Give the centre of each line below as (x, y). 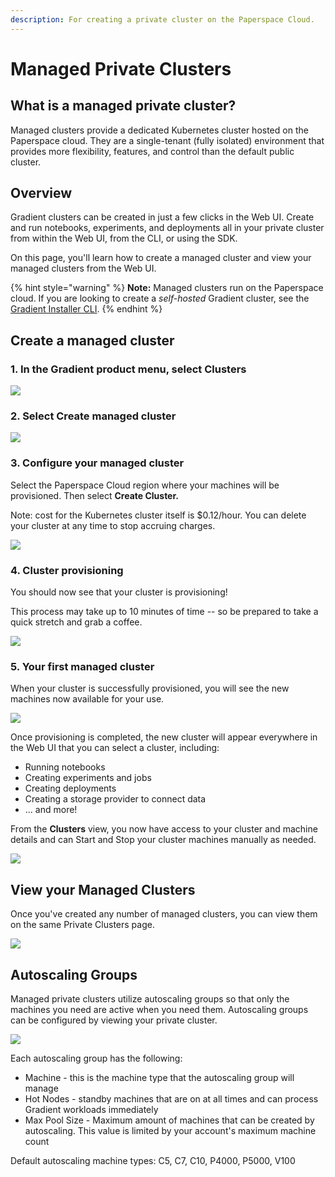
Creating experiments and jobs (88, 778)
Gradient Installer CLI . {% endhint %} (86, 309)
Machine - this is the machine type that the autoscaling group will (159, 1077)
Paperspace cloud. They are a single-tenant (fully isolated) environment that (167, 140)
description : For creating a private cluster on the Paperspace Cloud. (162, 19)
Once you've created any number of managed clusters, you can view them (164, 914)
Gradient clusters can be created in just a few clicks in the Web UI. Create (162, 217)
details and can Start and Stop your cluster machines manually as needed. (163, 840)
